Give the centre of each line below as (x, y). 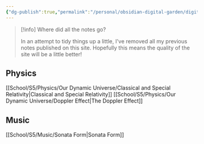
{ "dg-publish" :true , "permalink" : (48, 12)
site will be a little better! (51, 54)
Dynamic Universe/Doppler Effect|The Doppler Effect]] (74, 101)
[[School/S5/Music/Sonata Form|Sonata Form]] (65, 135)
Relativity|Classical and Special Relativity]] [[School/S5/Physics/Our (91, 95)
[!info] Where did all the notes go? (63, 29)
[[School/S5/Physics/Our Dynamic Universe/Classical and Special (88, 88)
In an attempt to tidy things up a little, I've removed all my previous (104, 41)
